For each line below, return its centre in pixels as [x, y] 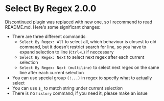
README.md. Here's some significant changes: [53, 27]
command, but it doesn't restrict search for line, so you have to [83, 47]
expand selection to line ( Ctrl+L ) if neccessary [67, 52]
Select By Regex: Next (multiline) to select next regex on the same [89, 67]
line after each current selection [52, 72]
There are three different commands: [49, 36]
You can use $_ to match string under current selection [68, 88]
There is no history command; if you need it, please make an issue [80, 93]
